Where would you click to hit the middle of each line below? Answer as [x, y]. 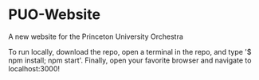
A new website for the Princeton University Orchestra [96, 36]
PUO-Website [55, 15]
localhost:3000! [34, 68]
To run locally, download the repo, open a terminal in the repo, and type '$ [130, 51]
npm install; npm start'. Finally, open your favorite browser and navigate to [130, 60]
